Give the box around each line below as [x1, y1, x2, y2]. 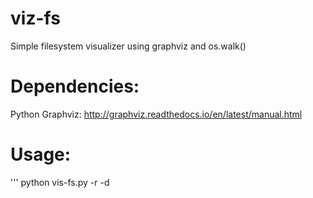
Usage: [10, 143, 72, 166]
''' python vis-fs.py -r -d [10, 176, 110, 188]
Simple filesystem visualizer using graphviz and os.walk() [10, 40, 247, 52]
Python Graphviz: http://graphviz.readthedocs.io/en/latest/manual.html [10, 108, 303, 120]
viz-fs [10, 7, 61, 30]
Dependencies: [10, 75, 140, 98]
